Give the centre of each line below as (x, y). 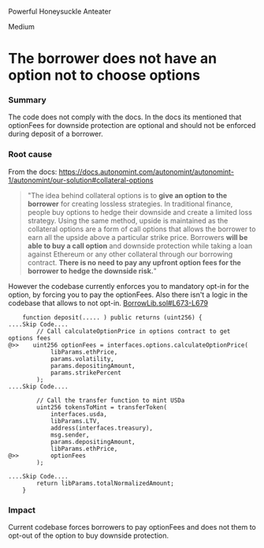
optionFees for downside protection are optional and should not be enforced (132, 126)
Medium (22, 26)
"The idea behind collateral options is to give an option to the (127, 195)
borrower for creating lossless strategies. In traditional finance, (130, 204)
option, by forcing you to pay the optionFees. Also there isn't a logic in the (128, 295)
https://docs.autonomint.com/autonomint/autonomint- (147, 171)
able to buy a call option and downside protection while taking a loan (140, 246)
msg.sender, (70, 435)
